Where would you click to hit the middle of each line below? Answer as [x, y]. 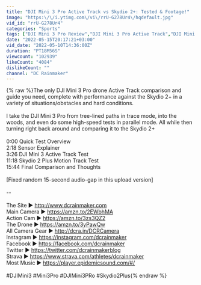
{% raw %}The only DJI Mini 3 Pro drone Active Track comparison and [94, 90]
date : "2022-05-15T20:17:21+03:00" [51, 40]
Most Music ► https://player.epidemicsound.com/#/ [71, 263]
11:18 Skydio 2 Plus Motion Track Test [53, 161]
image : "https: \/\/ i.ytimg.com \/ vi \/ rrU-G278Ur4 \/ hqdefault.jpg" [90, 17]
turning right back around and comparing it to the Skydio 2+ [81, 129]
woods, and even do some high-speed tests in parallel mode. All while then [99, 122]
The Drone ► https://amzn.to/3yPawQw [56, 225]
